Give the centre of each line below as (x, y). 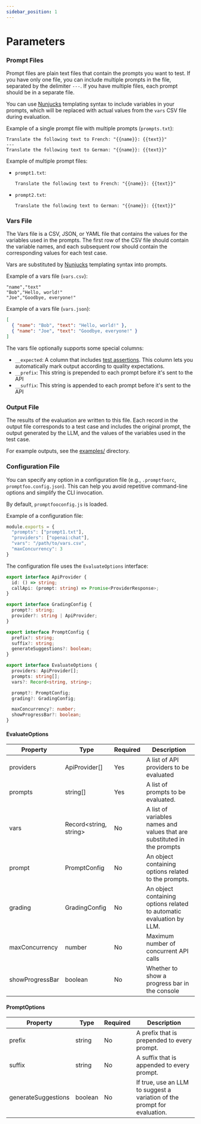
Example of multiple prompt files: (47, 161)
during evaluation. (28, 117)
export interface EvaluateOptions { (52, 666)
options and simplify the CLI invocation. (55, 492)
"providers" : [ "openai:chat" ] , (51, 538)
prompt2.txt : (31, 195)
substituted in (165, 840)
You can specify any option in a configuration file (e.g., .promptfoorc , (91, 479)
